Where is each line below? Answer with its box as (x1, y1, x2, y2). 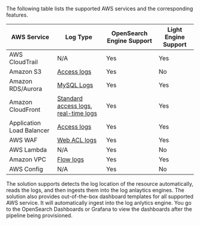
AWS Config (9, 165, 43, 173)
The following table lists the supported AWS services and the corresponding (6, 5, 193, 12)
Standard (57, 95, 83, 102)
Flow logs (57, 155, 85, 163)
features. (6, 11, 29, 18)
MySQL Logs (57, 81, 93, 89)
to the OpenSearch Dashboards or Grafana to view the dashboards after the (6, 205, 192, 212)
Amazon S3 (9, 68, 42, 76)
